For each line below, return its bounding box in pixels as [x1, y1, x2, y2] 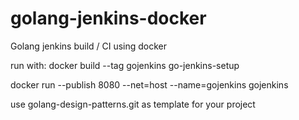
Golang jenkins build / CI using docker [10, 40, 168, 52]
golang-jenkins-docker [10, 7, 207, 30]
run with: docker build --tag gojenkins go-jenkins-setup [10, 59, 240, 71]
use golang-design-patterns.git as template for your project [10, 98, 256, 110]
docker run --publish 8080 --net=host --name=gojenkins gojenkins [10, 78, 289, 91]
